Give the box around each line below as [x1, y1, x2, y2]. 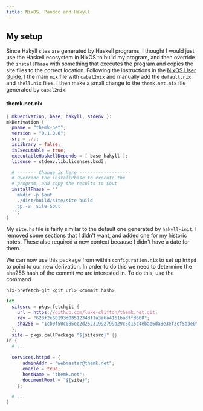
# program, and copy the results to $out [11, 181, 118, 187]
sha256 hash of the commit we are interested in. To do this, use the [6, 269, 174, 276]
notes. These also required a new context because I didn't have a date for [6, 238, 190, 246]
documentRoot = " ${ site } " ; [22, 377, 91, 383]
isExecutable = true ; [11, 147, 66, 153]
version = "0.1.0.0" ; [11, 130, 66, 136]
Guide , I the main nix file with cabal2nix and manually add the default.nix [6, 73, 192, 81]
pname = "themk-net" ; [11, 125, 66, 131]
